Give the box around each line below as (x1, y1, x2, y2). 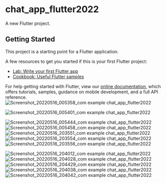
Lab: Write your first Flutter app (12, 68, 79, 74)
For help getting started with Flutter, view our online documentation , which (5, 83, 161, 89)
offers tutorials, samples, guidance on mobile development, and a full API (5, 89, 158, 95)
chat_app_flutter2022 (5, 4, 99, 15)
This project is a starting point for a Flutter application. (5, 48, 119, 54)
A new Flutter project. (5, 20, 51, 26)
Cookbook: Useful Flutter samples (12, 74, 84, 80)
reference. (5, 94, 27, 100)
